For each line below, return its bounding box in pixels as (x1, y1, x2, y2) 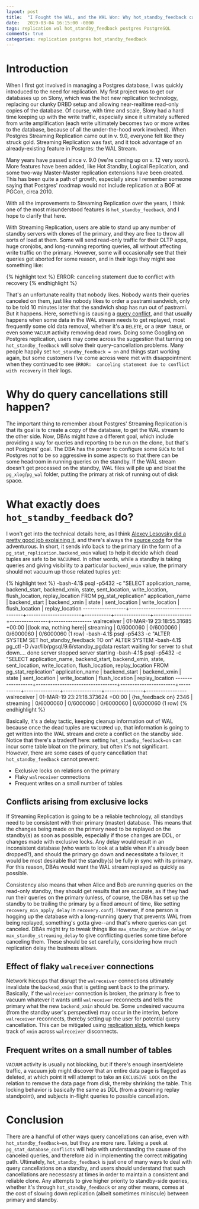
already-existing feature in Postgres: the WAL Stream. (6, 145, 137, 152)
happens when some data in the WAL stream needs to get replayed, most (6, 316, 185, 323)
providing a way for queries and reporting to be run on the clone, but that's (6, 439, 189, 446)
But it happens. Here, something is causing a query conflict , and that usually (6, 310, 192, 317)
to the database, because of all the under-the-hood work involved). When (6, 126, 187, 133)
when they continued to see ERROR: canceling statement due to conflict (6, 361, 190, 368)
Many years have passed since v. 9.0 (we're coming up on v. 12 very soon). (6, 156, 190, 164)
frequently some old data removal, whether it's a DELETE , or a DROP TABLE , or (6, 322, 191, 330)
